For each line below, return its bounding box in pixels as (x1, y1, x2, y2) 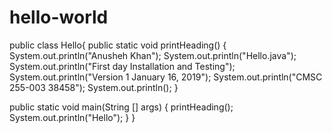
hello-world (9, 6, 109, 29)
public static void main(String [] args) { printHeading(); (9, 101, 234, 113)
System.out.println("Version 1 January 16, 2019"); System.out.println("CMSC (9, 71, 323, 83)
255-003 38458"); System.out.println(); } (9, 81, 179, 93)
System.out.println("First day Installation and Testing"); (9, 60, 236, 72)
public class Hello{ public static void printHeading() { (9, 39, 227, 51)
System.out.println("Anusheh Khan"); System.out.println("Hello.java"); (9, 49, 297, 61)
